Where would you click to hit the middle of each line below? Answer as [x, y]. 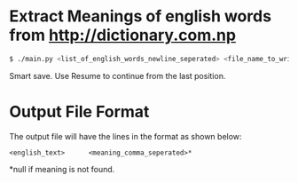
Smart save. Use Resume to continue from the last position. [118, 76]
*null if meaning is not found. [62, 169]
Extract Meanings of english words [141, 16]
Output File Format [79, 112]
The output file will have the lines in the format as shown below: [125, 136]
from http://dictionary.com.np [123, 35]
